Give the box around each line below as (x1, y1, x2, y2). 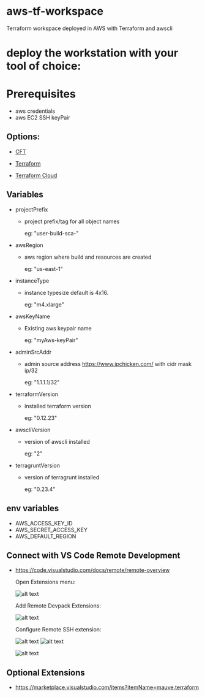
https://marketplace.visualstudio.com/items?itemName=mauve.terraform (15, 684, 199, 691)
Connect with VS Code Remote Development (6, 550, 181, 560)
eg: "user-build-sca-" (24, 229, 79, 237)
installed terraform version (24, 402, 92, 409)
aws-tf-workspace (6, 4, 104, 18)
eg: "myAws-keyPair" (24, 336, 78, 344)
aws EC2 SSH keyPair (15, 114, 70, 121)
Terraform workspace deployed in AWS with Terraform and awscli (6, 25, 173, 32)
